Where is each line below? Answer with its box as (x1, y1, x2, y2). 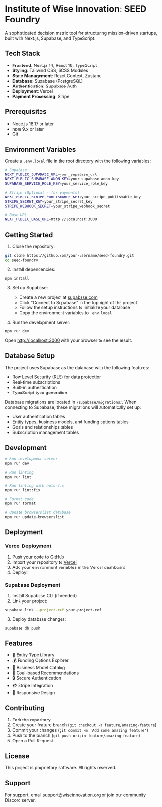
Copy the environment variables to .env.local (19, 309, 112, 316)
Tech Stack (5, 49, 40, 58)
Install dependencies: (12, 266, 56, 272)
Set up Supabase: (12, 284, 48, 290)
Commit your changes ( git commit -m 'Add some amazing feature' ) (12, 727, 149, 733)
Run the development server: (12, 319, 71, 325)
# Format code (5, 497, 34, 502)
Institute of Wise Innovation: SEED (5, 3, 147, 15)
